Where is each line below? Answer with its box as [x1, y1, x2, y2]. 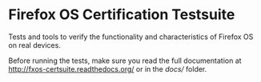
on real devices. [8, 40, 62, 49]
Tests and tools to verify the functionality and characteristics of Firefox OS [8, 32, 254, 41]
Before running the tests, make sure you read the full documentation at [8, 56, 242, 65]
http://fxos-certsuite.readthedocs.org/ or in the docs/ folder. [8, 64, 207, 73]
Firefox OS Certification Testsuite [8, 6, 235, 24]
